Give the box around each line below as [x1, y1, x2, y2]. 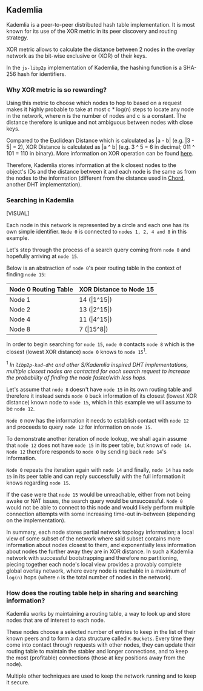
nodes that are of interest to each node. [6, 616, 105, 624]
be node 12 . [6, 405, 35, 412]
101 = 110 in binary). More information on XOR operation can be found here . [6, 150, 194, 157]
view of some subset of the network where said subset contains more [6, 534, 181, 542]
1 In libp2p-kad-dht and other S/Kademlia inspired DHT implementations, [6, 360, 189, 368]
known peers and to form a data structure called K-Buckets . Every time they [6, 635, 195, 642]
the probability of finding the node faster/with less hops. [6, 373, 147, 381]
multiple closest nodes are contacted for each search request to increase [6, 367, 190, 375]
